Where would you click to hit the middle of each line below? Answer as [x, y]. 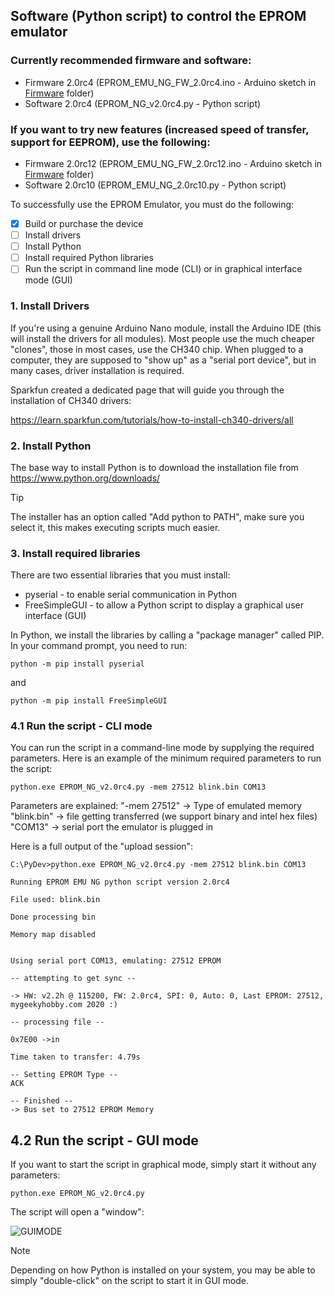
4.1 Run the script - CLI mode [81, 726]
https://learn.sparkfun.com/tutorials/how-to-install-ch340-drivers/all [152, 420]
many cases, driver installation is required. [97, 370]
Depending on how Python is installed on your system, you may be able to [163, 1270]
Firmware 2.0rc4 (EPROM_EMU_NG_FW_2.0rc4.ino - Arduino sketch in [170, 82]
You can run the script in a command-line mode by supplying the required [162, 748]
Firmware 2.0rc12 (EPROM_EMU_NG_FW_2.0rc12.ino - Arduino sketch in [173, 163]
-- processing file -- [57, 1022]
